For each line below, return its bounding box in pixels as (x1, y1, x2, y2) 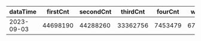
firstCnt (47, 8, 70, 15)
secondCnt (79, 8, 112, 15)
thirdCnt (120, 8, 145, 15)
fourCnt (156, 8, 179, 15)
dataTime (9, 8, 37, 15)
